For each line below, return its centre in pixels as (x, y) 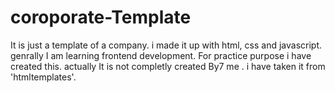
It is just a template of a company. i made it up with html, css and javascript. (166, 45)
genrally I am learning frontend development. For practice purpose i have (161, 55)
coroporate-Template (101, 17)
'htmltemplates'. (43, 77)
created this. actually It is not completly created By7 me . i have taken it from (168, 66)
